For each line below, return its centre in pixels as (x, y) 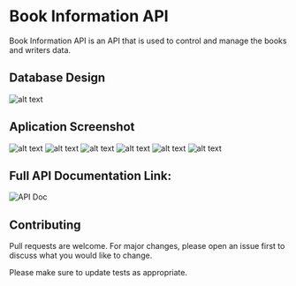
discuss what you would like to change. (81, 256)
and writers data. (40, 49)
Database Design (57, 78)
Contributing (45, 225)
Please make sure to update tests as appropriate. (99, 273)
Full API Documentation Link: (91, 175)
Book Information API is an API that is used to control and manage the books (148, 41)
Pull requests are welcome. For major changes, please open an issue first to (147, 246)
